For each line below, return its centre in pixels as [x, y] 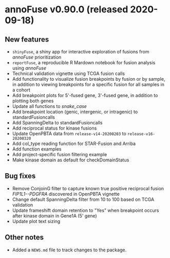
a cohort [21, 90]
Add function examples [37, 149]
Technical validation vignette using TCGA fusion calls [69, 73]
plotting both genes [33, 101]
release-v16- [141, 134]
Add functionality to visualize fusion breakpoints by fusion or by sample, [89, 79]
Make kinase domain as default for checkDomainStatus [71, 160]
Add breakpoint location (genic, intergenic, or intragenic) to [75, 112]
